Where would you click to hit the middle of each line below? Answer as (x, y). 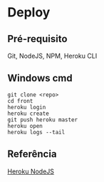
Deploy (29, 12)
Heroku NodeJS (31, 171)
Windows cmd (40, 78)
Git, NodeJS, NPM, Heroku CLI (52, 56)
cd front (20, 101)
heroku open (25, 126)
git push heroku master (43, 120)
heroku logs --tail (36, 132)
